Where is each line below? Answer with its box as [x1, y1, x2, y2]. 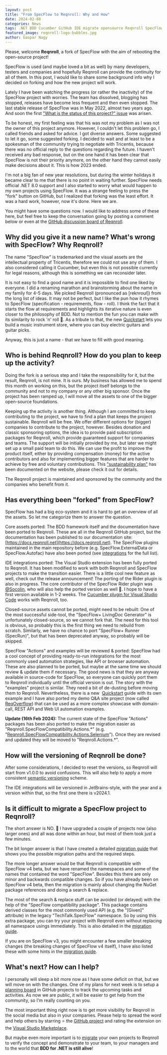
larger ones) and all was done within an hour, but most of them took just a [5, 831, 156, 837]
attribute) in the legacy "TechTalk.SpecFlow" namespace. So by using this [5, 912, 157, 918]
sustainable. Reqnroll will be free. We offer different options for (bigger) [5, 419, 152, 424]
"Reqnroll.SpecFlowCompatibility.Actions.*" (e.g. [5, 726, 105, 732]
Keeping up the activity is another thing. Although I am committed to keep [5, 408, 156, 414]
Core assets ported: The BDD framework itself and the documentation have [5, 524, 160, 530]
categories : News [5, 21, 41, 26]
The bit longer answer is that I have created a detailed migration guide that [5, 845, 158, 851]
